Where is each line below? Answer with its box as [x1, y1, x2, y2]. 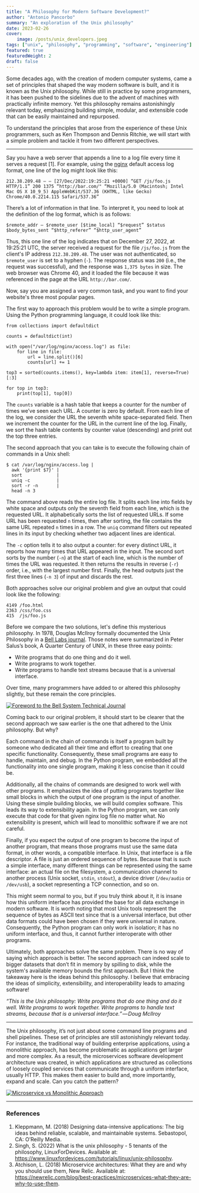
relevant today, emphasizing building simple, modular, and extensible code [6, 106, 188, 114]
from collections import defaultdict [6, 322, 99, 329]
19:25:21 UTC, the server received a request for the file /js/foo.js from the [6, 244, 190, 251]
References [6, 1110, 40, 1118]
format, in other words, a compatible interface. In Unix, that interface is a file [6, 849, 192, 856]
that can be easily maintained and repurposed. [6, 112, 120, 120]
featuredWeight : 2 [6, 53, 52, 59]
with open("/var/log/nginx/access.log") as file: [6, 343, 131, 350]
